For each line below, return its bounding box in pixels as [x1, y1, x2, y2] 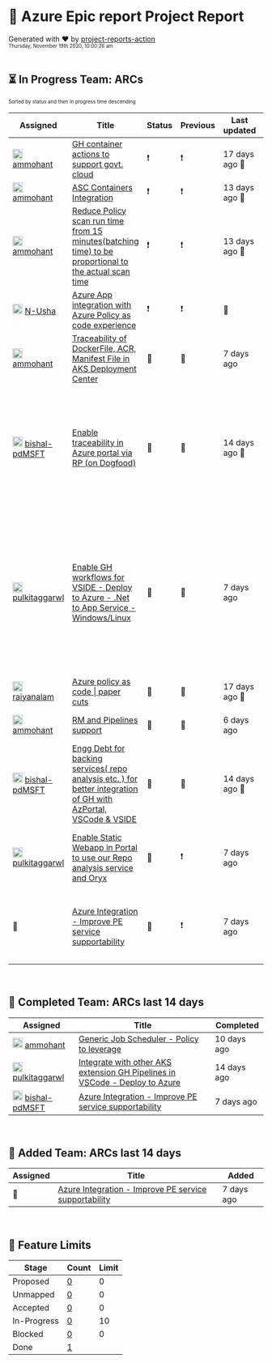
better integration [71, 783, 138, 794]
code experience [71, 319, 137, 330]
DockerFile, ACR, [71, 343, 137, 354]
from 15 [71, 225, 104, 236]
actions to [71, 148, 110, 160]
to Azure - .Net [71, 591, 130, 603]
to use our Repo [71, 852, 133, 863]
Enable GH [71, 561, 113, 573]
